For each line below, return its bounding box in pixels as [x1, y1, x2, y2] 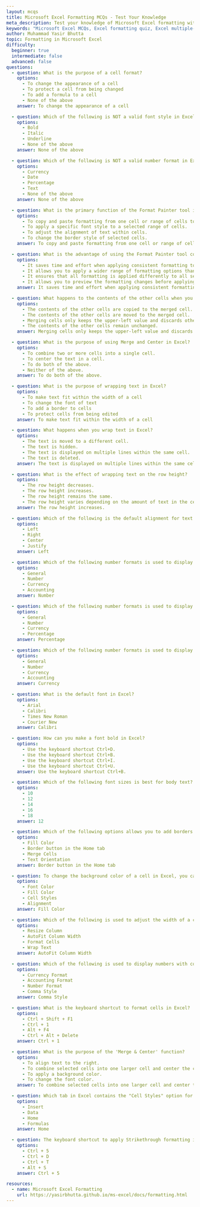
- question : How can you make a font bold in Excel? [11, 736, 145, 741]
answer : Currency [17, 681, 60, 687]
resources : [6, 1181, 33, 1187]
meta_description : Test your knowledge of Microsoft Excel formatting [6, 20, 185, 26]
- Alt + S [21, 1165, 46, 1171]
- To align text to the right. [21, 1060, 100, 1066]
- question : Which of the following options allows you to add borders [11, 829, 193, 835]
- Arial [21, 702, 42, 708]
